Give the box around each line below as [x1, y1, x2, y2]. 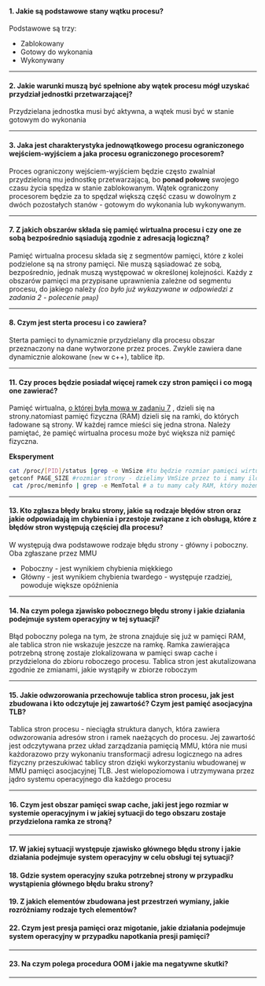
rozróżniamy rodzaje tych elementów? [9, 905, 137, 915]
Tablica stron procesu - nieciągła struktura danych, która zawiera [9, 724, 220, 734]
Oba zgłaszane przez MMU [9, 548, 98, 558]
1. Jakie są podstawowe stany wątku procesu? [9, 6, 164, 16]
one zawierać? [9, 386, 58, 395]
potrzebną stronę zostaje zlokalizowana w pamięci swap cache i [9, 648, 218, 658]
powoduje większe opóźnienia [20, 581, 119, 590]
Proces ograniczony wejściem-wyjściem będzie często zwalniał [9, 166, 215, 176]
